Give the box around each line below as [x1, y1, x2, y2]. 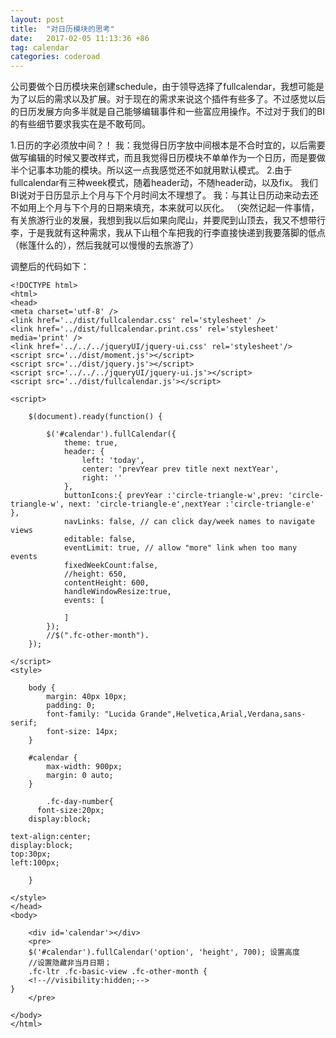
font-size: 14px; [46, 727, 118, 737]
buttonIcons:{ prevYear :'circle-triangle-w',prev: [63, 491, 284, 501]
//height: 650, [63, 569, 128, 580]
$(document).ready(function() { [28, 412, 163, 422]
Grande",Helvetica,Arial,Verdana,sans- [139, 709, 307, 720]
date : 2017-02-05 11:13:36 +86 [10, 33, 150, 43]
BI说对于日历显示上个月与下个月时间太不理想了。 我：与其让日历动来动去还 [10, 189, 319, 201]
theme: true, [63, 438, 118, 448]
